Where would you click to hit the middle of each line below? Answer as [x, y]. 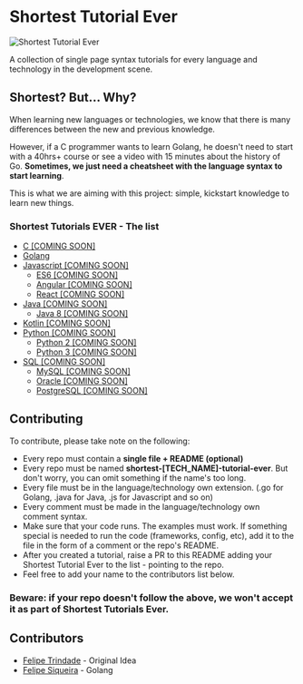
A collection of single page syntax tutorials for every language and [134, 59]
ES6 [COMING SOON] [77, 275]
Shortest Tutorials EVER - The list [84, 226]
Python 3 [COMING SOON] [87, 352]
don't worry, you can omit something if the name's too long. [134, 477]
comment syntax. [55, 516]
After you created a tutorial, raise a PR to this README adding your [147, 554]
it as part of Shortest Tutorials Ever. [89, 609]
